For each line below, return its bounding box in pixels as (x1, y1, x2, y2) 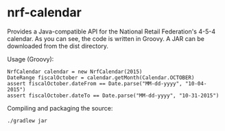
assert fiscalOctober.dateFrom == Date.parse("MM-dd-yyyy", (7, 80, 183, 87)
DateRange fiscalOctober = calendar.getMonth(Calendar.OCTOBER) (7, 74, 195, 81)
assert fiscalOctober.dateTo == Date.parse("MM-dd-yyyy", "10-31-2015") (7, 92, 220, 99)
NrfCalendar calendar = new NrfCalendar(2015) (7, 68, 143, 75)
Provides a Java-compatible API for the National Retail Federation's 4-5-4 (7, 27, 216, 35)
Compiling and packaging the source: (7, 104, 113, 112)
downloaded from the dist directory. (7, 42, 108, 50)
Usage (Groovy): (7, 55, 54, 63)
